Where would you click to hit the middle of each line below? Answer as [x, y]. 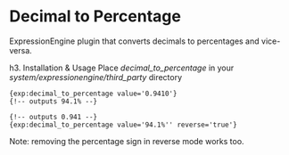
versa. [21, 50]
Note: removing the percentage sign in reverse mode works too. [127, 141]
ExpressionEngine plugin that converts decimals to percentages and [135, 41]
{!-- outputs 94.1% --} [54, 101]
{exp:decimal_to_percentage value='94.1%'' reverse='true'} [124, 125]
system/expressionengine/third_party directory [96, 77]
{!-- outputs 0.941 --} [54, 117]
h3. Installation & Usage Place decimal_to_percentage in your [122, 68]
